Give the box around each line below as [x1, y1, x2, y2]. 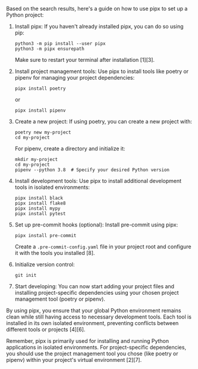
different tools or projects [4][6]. [6, 326, 86, 333]
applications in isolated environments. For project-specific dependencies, [6, 344, 186, 351]
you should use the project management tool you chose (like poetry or [6, 350, 178, 357]
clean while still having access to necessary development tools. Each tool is [6, 313, 192, 320]
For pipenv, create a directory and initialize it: [14, 145, 125, 152]
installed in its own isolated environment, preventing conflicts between [6, 320, 179, 326]
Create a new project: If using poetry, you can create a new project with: [14, 118, 192, 125]
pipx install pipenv [14, 108, 66, 113]
